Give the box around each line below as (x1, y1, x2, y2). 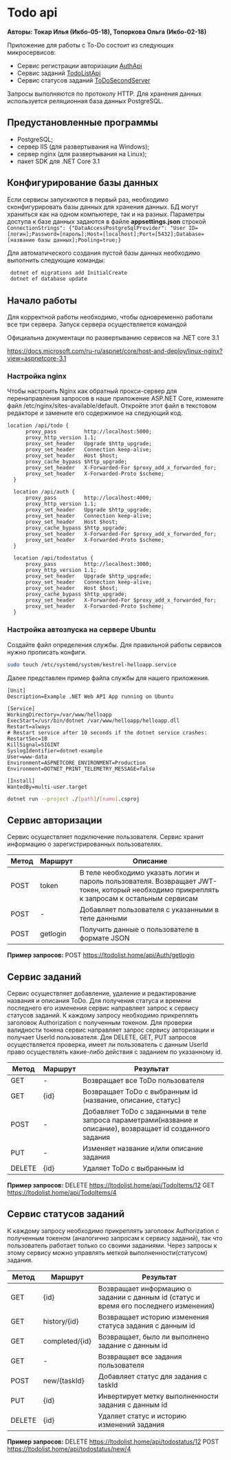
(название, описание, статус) (82, 1096, 181, 1105)
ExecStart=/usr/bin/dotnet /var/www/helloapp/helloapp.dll (7, 717, 180, 724)
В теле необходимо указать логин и (79, 868, 200, 878)
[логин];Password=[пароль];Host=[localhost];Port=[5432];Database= (7, 231, 205, 237)
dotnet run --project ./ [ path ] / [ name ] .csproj (7, 795, 140, 803)
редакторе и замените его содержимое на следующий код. (7, 409, 184, 417)
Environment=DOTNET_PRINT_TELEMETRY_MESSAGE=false (7, 765, 155, 772)
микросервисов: (7, 48, 56, 56)
